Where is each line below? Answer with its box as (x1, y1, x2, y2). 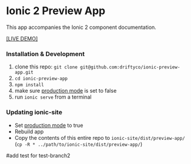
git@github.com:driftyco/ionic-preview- (80, 64, 180, 70)
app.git (14, 70, 33, 76)
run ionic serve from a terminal (14, 93, 92, 101)
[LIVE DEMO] (6, 35, 38, 42)
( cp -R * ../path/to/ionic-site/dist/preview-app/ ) (14, 140, 143, 147)
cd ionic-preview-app (14, 76, 68, 82)
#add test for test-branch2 (6, 152, 71, 159)
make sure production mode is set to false (14, 87, 117, 94)
